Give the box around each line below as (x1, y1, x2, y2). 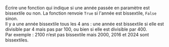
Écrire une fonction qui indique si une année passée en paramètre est (5, 5, 150, 11)
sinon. (5, 16, 18, 21)
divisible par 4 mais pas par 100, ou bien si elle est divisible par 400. (5, 26, 147, 32)
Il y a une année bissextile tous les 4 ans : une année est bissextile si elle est (5, 21, 164, 27)
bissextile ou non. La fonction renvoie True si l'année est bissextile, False (5, 10, 157, 16)
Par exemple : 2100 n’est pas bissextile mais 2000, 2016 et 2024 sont (5, 32, 149, 37)
